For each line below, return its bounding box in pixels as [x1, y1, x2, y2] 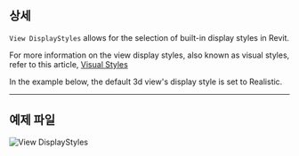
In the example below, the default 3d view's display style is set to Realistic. [9, 76, 283, 87]
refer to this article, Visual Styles [9, 58, 129, 69]
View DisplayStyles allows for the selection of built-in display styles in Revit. [9, 32, 290, 43]
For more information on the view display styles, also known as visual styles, [9, 50, 290, 60]
